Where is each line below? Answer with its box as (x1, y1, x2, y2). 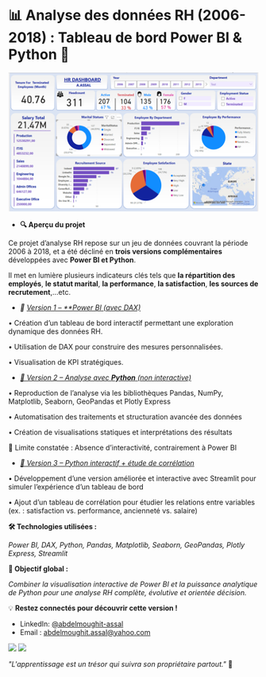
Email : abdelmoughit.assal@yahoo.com (19, 627, 151, 636)
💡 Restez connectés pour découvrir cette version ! (8, 603, 178, 613)
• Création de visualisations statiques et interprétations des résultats (8, 427, 233, 437)
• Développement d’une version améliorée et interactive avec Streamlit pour (8, 474, 256, 483)
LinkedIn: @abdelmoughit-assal (19, 619, 124, 629)
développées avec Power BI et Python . (8, 255, 137, 265)
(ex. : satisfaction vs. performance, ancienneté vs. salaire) (8, 505, 199, 515)
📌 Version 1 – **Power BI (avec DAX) (19, 303, 141, 312)
